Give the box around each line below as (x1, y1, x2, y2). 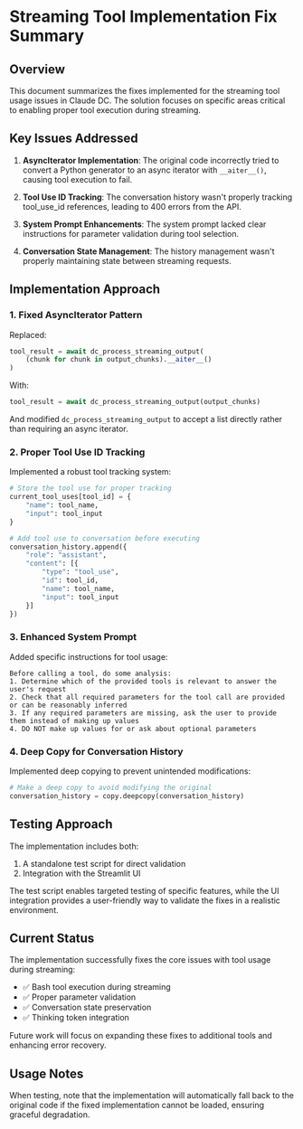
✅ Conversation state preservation (22, 1002, 152, 1013)
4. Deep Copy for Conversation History (9, 745, 184, 757)
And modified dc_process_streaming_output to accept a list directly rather (9, 414, 283, 424)
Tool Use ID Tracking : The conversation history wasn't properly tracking (22, 192, 293, 202)
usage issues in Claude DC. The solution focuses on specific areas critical (9, 95, 286, 106)
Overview (9, 61, 66, 77)
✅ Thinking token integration (22, 1012, 129, 1023)
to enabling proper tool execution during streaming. (9, 105, 202, 115)
